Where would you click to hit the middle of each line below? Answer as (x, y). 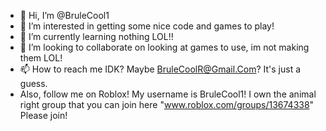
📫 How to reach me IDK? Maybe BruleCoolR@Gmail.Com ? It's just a (160, 69)
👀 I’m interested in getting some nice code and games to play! (147, 26)
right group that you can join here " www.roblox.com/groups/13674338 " (167, 104)
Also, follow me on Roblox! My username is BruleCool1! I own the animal (168, 94)
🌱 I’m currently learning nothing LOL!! (96, 36)
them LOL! (41, 58)
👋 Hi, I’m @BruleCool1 (64, 15)
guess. (33, 83)
